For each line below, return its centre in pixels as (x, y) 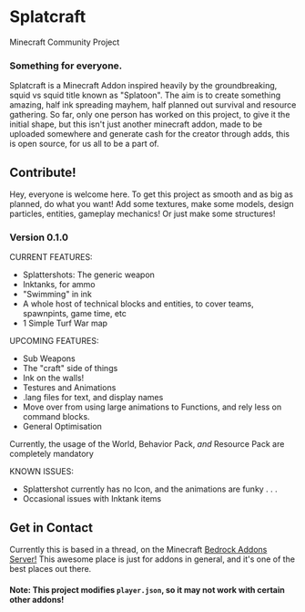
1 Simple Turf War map (65, 323)
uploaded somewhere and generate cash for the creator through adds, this (149, 134)
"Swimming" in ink (57, 295)
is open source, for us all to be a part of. (84, 144)
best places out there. (51, 569)
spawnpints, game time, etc (75, 314)
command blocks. (56, 417)
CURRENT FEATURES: (51, 257)
